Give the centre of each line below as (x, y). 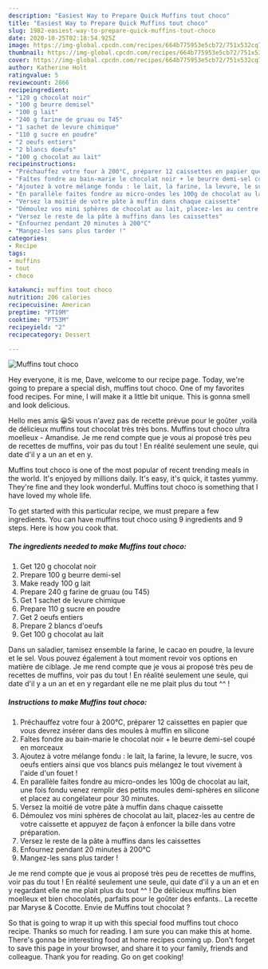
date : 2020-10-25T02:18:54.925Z (62, 38)
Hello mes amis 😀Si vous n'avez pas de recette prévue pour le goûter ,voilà (133, 421)
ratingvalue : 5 (33, 75)
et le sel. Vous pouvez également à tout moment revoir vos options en (123, 658)
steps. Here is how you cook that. (63, 528)
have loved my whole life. (50, 495)
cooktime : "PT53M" (39, 320)
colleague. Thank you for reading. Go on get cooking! (96, 957)
